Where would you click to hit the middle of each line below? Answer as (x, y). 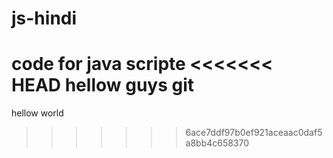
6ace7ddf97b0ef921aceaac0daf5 (254, 133)
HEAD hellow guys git (103, 85)
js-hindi (44, 18)
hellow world (37, 113)
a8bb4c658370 (217, 143)
